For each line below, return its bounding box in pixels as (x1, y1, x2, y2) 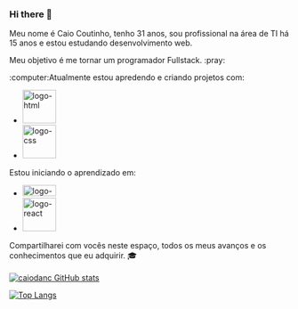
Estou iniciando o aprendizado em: (9, 167, 136, 178)
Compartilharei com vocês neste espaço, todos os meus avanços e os (9, 240, 267, 251)
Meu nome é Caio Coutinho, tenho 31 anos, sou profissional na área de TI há (9, 28, 289, 39)
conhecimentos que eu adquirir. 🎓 (9, 250, 138, 261)
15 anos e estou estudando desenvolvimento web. (9, 37, 193, 48)
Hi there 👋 (9, 8, 53, 20)
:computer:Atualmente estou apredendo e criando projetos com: (9, 72, 245, 83)
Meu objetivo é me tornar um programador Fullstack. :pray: (9, 55, 225, 66)
